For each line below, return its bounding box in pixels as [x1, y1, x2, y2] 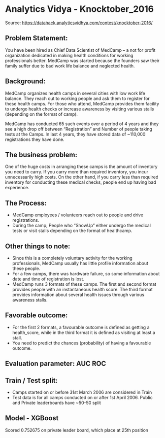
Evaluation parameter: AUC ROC [5, 360, 106, 368]
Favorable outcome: [5, 311, 68, 320]
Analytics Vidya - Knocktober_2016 [5, 3, 154, 15]
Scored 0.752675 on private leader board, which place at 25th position [5, 427, 149, 433]
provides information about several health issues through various [12, 292, 144, 298]
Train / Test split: [5, 376, 58, 385]
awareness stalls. [12, 297, 48, 303]
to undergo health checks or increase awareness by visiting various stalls [5, 106, 154, 112]
